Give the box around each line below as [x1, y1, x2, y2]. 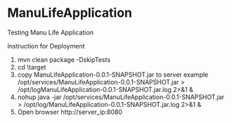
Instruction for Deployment [7, 41, 85, 50]
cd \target [17, 63, 46, 71]
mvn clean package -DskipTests [17, 55, 111, 64]
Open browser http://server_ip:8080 [17, 108, 123, 116]
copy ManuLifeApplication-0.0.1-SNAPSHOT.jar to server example [17, 70, 209, 79]
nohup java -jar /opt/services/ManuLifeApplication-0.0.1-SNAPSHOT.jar [17, 93, 225, 101]
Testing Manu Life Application [7, 28, 94, 37]
